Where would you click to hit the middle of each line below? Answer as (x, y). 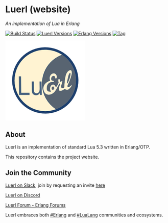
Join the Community (38, 173)
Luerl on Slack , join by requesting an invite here (55, 185)
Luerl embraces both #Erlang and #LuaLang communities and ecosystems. (84, 215)
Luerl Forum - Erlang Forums (35, 205)
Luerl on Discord (23, 195)
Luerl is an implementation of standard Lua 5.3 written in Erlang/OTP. (78, 147)
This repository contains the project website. (52, 157)
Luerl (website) (38, 9)
